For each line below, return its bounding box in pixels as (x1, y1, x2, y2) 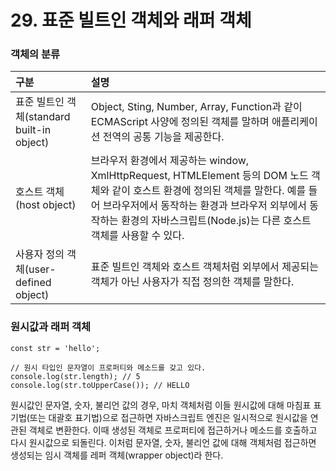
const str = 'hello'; (10, 343, 101, 353)
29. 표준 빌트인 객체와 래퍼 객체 (10, 9, 252, 32)
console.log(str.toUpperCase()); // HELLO (10, 380, 190, 390)
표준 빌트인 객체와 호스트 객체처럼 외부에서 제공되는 (90, 260, 320, 274)
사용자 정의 (15, 247, 65, 261)
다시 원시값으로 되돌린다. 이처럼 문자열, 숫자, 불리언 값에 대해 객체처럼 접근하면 (10, 436, 317, 448)
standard (28, 110, 71, 124)
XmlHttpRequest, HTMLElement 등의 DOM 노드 (90, 169, 309, 183)
